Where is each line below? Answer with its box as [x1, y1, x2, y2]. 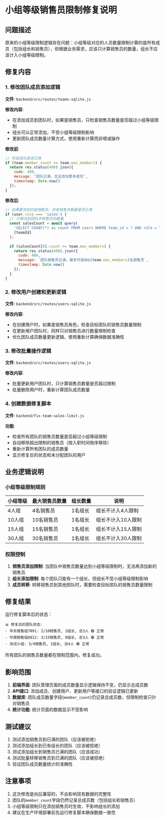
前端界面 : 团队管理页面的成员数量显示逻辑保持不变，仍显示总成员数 [12, 682, 148, 688]
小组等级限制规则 [5, 484, 46, 491]
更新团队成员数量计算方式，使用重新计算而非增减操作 [12, 135, 120, 141]
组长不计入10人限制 [96, 516, 142, 523]
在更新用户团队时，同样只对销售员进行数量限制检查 [12, 327, 116, 333]
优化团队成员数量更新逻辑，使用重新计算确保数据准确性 [12, 334, 124, 340]
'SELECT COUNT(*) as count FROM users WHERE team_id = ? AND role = [14, 225, 157, 231]
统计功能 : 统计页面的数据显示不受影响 [12, 707, 88, 713]
